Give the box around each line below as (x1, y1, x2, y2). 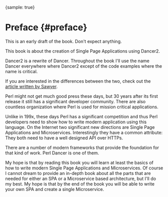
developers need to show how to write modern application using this (5, 119, 147, 125)
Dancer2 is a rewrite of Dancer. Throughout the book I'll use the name (5, 58, 149, 64)
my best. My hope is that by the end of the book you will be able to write (5, 180, 154, 187)
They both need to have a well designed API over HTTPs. (5, 135, 123, 141)
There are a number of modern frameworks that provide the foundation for (5, 144, 159, 150)
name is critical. (5, 68, 38, 74)
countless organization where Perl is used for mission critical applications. (5, 104, 159, 110)
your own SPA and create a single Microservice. (5, 186, 104, 192)
